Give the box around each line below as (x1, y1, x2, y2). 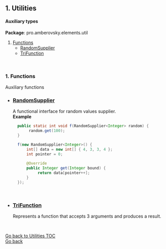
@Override (26, 161, 47, 166)
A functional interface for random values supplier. (12, 109, 116, 115)
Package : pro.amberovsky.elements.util (5, 29, 88, 35)
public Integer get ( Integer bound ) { (26, 166, 106, 171)
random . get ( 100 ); (28, 128, 65, 133)
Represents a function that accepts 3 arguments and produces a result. (12, 213, 161, 219)
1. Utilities (5, 4, 37, 13)
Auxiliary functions (5, 84, 45, 90)
